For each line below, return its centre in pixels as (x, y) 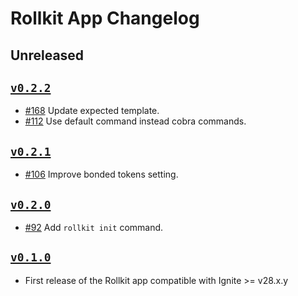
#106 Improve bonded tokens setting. (101, 174)
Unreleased (47, 55)
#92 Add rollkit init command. (94, 228)
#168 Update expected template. (92, 111)
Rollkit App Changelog (105, 18)
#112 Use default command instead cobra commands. (135, 121)
